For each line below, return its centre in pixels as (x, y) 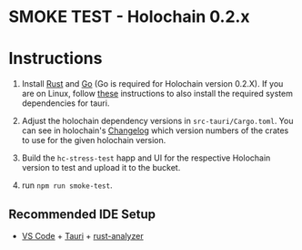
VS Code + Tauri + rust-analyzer (82, 235)
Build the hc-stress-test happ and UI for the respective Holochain (146, 158)
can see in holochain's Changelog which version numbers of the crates (155, 130)
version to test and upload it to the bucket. (101, 168)
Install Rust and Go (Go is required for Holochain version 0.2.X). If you (152, 84)
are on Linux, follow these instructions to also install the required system (157, 94)
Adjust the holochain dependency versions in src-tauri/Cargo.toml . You (157, 121)
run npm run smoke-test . (67, 185)
